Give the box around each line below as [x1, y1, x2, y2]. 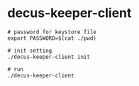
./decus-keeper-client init [7, 53, 91, 60]
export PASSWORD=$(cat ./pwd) [7, 34, 97, 42]
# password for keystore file [7, 28, 97, 36]
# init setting [7, 47, 52, 54]
